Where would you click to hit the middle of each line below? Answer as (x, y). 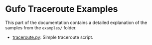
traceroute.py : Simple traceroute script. (53, 37)
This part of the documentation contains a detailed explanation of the (76, 22)
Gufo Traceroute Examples (62, 9)
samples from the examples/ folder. (41, 27)
